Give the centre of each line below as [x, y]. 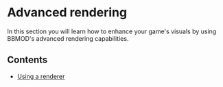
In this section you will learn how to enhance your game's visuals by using [112, 31]
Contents [27, 60]
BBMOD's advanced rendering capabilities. [68, 38]
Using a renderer [41, 76]
